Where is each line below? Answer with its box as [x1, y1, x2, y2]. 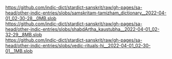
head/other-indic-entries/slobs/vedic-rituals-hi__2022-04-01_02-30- [5, 43, 151, 48]
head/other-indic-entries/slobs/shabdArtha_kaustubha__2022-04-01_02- [5, 26, 160, 32]
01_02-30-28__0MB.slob [5, 15, 57, 21]
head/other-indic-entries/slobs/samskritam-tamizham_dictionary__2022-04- [5, 10, 167, 16]
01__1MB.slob [5, 48, 33, 54]
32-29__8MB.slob [5, 32, 42, 37]
